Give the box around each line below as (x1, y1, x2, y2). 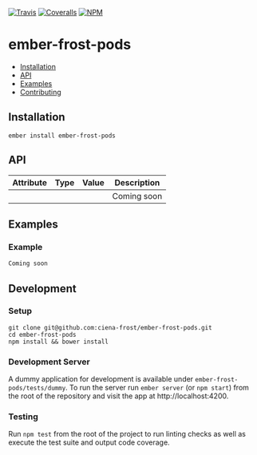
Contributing (19, 87, 61, 97)
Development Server (8, 356, 90, 367)
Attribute (12, 176, 48, 188)
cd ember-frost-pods (8, 330, 77, 338)
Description (114, 176, 160, 188)
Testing (8, 411, 38, 422)
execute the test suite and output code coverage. (8, 437, 170, 447)
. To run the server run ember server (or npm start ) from (65, 383, 250, 393)
